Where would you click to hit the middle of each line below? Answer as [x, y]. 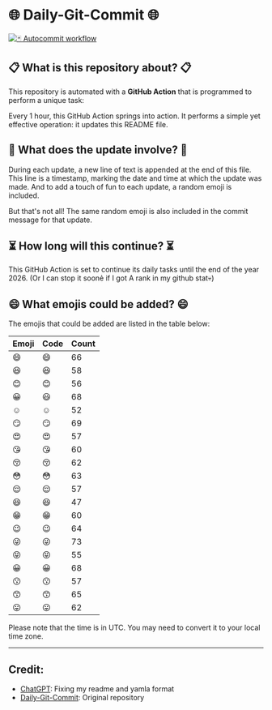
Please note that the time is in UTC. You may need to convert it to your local [134, 628]
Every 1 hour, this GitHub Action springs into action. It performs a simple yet [134, 116]
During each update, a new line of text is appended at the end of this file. [130, 169]
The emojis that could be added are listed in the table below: [109, 324]
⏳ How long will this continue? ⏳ [91, 246]
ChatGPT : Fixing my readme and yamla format [97, 689]
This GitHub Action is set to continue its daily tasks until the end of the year [134, 270]
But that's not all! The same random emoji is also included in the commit [128, 211]
